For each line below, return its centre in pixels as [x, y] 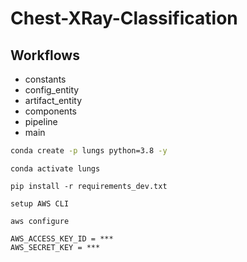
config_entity [52, 90]
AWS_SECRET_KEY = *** [55, 247]
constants [45, 79]
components [50, 111]
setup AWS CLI [40, 203]
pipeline [41, 121]
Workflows [45, 55]
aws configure [40, 221]
